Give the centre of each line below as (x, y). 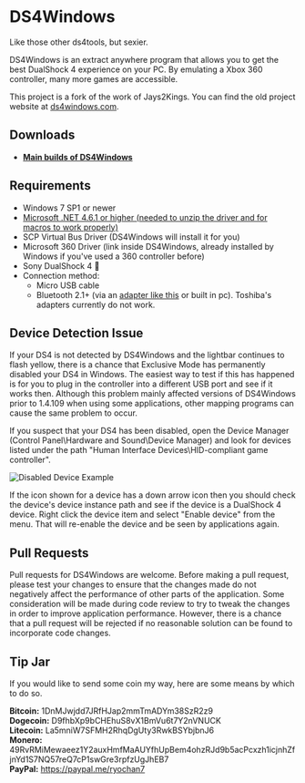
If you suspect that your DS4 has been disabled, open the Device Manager (149, 431)
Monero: (26, 740)
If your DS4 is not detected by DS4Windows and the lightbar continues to (147, 355)
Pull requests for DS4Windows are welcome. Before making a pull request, (149, 575)
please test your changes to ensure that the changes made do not (133, 584)
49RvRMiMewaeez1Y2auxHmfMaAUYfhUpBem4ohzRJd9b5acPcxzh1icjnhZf (152, 750)
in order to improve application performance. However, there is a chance (146, 613)
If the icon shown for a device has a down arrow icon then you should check (152, 495)
